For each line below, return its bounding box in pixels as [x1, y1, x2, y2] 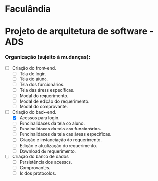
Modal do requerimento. [19, 92, 68, 99]
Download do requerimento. [19, 148, 76, 154]
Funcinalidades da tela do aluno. [19, 120, 85, 126]
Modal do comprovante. [19, 104, 68, 110]
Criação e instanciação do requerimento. [19, 137, 102, 143]
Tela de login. [19, 70, 47, 77]
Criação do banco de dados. [12, 154, 70, 159]
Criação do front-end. [12, 65, 56, 71]
